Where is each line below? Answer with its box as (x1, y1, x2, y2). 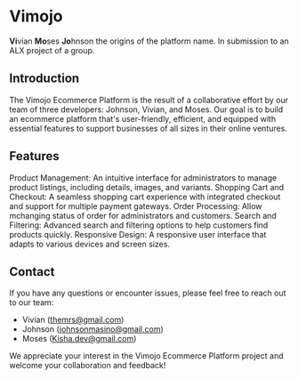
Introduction (9, 71, 80, 86)
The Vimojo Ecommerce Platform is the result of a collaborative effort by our (9, 94, 289, 105)
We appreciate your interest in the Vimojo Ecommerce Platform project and (9, 351, 284, 361)
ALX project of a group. (9, 44, 95, 55)
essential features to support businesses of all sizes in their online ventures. (9, 123, 287, 133)
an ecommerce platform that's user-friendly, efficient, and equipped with (9, 113, 277, 124)
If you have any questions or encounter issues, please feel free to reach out (9, 287, 286, 299)
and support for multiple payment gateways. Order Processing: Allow (9, 200, 262, 211)
